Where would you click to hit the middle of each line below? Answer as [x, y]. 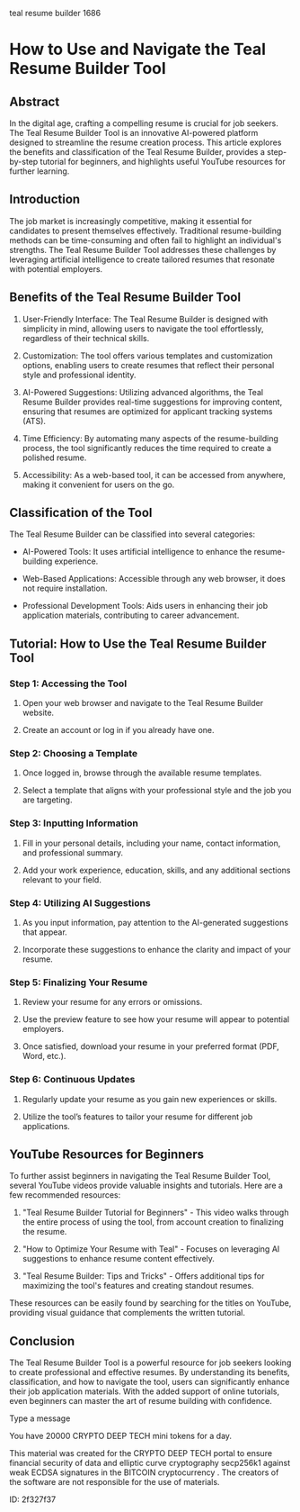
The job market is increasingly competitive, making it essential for [131, 221]
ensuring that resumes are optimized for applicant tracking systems [147, 411]
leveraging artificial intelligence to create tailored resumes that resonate [142, 259]
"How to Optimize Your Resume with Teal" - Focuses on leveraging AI [151, 1249]
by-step [24, 162]
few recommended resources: [65, 1195]
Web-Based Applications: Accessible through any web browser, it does [154, 579]
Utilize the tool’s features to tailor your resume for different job [137, 1117]
